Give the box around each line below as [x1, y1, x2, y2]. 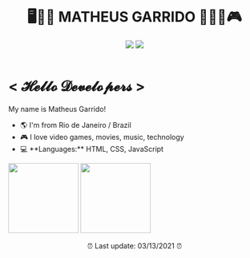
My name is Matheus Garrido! [8, 104, 107, 113]
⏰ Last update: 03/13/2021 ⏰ [87, 240, 183, 250]
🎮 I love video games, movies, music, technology [19, 132, 184, 141]
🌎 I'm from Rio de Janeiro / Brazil [19, 120, 132, 129]
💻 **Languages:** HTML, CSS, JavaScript [19, 144, 164, 153]
